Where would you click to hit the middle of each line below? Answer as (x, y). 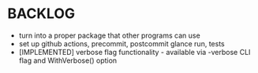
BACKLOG (41, 14)
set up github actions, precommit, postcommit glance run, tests (122, 43)
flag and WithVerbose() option (68, 60)
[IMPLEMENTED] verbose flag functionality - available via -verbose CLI (135, 52)
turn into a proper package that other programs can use (109, 35)
